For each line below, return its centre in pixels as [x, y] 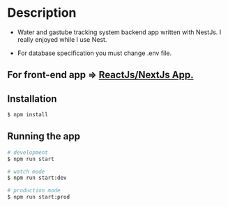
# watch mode [26, 171]
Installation [32, 99]
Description [42, 13]
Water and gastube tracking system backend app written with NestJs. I [119, 32]
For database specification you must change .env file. [94, 53]
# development [28, 152]
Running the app [44, 136]
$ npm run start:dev [37, 178]
